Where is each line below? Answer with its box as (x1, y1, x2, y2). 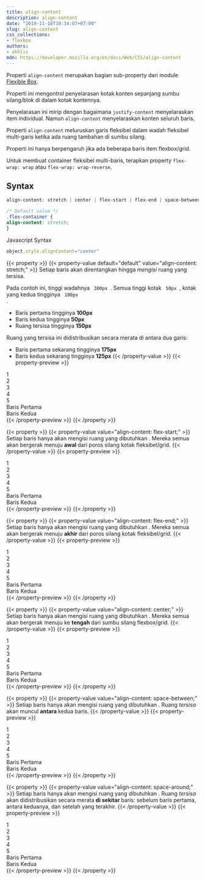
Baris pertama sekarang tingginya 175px (15, 345, 117, 353)
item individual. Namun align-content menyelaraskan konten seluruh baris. (6, 115, 195, 122)
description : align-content (6, 15, 78, 21)
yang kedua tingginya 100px (6, 290, 79, 298)
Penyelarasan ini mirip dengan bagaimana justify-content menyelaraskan (6, 108, 194, 115)
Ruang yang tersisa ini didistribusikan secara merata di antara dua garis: (6, 334, 188, 341)
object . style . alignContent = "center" (6, 248, 99, 254)
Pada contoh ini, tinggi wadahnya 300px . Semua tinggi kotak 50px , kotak (6, 284, 196, 291)
